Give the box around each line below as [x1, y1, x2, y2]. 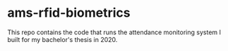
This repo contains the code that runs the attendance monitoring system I [7, 28, 221, 36]
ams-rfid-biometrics [7, 5, 131, 21]
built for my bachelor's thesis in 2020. [7, 35, 118, 43]
